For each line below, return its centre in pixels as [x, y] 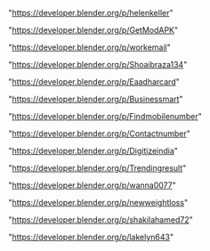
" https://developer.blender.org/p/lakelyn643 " [91, 237]
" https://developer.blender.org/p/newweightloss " [98, 202]
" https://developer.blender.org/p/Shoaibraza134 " [98, 65]
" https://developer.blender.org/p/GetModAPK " [93, 30]
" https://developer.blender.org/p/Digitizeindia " [93, 151]
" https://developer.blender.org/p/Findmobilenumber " [105, 116]
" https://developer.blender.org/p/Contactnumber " [99, 134]
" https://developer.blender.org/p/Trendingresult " [97, 168]
